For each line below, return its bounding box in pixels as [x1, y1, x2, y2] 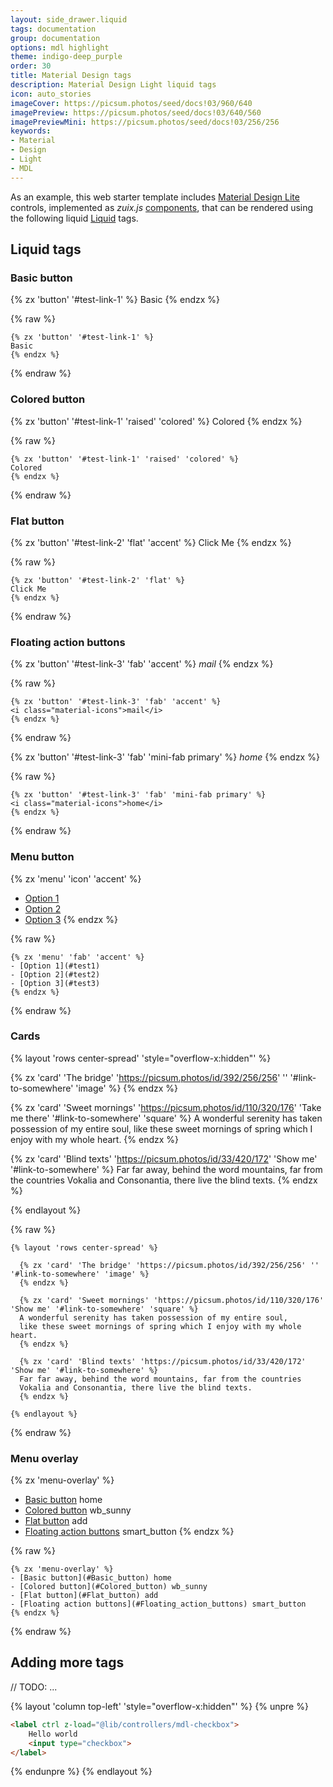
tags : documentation [10, 24, 97, 34]
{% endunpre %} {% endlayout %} [10, 1766, 153, 1778]
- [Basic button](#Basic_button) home [10, 1573, 172, 1583]
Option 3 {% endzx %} [24, 913, 118, 925]
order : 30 [10, 61, 52, 71]
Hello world [28, 1729, 78, 1739]
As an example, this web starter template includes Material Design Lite [10, 191, 300, 203]
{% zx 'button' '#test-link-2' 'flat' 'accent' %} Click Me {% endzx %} [10, 536, 292, 548]
